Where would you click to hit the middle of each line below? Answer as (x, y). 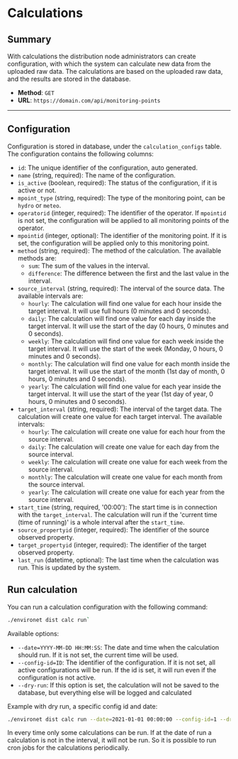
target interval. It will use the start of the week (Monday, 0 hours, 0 (125, 349)
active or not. (37, 190)
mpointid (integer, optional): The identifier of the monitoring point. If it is (122, 235)
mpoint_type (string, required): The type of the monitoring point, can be (121, 197)
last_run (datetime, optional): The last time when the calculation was (118, 559)
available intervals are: (50, 295)
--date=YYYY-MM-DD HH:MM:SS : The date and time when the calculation (118, 647)
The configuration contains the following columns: (81, 153)
